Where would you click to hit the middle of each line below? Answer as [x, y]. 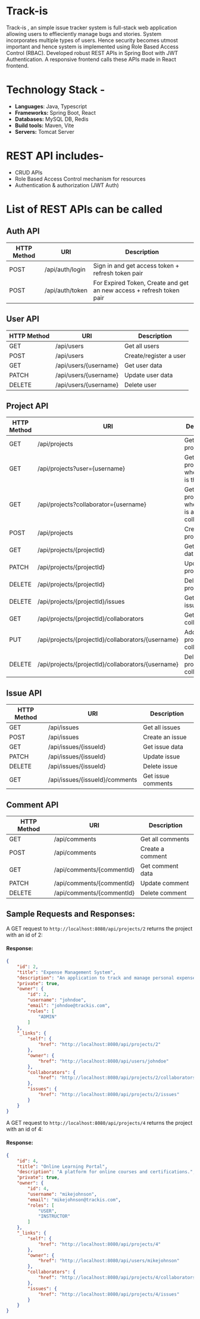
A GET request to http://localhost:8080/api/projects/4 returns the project [99, 1122]
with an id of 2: [24, 935]
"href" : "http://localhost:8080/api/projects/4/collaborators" [118, 1278]
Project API [27, 406]
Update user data [149, 375]
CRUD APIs [29, 172]
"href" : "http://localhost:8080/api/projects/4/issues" [109, 1294]
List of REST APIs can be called [84, 209]
